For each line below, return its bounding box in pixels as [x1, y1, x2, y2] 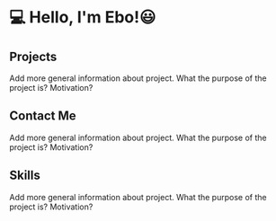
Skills [9, 168, 40, 183]
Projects [9, 49, 58, 64]
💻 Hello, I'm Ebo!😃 [9, 7, 156, 28]
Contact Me [9, 109, 76, 124]
